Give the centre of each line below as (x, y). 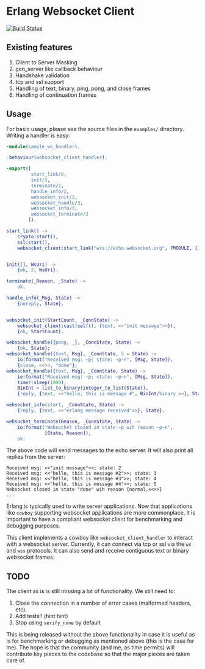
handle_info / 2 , (50, 191)
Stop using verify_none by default (58, 622)
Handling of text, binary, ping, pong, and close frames (83, 88)
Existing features (39, 47)
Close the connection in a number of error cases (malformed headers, (103, 603)
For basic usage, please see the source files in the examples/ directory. (95, 129)
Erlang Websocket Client (70, 11)
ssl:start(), (34, 242)
